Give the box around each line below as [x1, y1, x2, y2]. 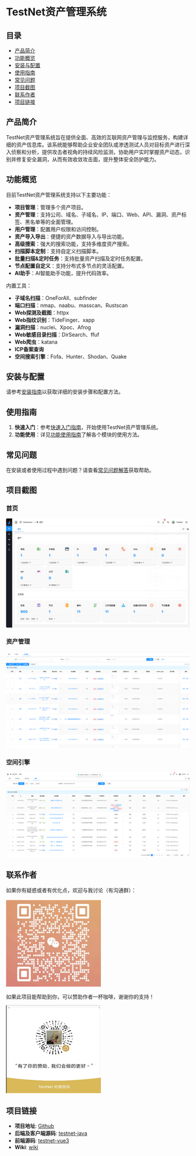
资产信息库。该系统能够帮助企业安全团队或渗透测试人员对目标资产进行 [16, 141, 185, 148]
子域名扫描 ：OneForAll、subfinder [14, 294, 97, 302]
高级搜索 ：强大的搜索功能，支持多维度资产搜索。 [14, 240, 132, 247]
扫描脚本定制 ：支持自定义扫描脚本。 [14, 247, 102, 255]
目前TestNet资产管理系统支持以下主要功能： [6, 191, 112, 198]
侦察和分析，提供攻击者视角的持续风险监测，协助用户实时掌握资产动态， [10, 148, 185, 155]
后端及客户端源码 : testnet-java [14, 1130, 87, 1137]
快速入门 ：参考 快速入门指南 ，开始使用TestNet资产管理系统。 [14, 424, 162, 431]
